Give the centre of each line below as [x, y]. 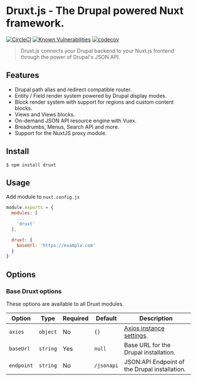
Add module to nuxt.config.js [43, 197]
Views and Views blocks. [45, 114]
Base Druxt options [34, 291]
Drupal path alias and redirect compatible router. [73, 90]
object [48, 332]
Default [106, 318]
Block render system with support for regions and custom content [94, 102]
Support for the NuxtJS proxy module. [61, 133]
